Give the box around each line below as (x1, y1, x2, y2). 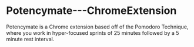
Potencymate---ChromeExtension (6, 4, 177, 17)
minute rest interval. (6, 35, 55, 42)
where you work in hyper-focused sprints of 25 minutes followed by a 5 (6, 29, 179, 36)
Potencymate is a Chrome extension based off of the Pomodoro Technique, (6, 23, 189, 30)
